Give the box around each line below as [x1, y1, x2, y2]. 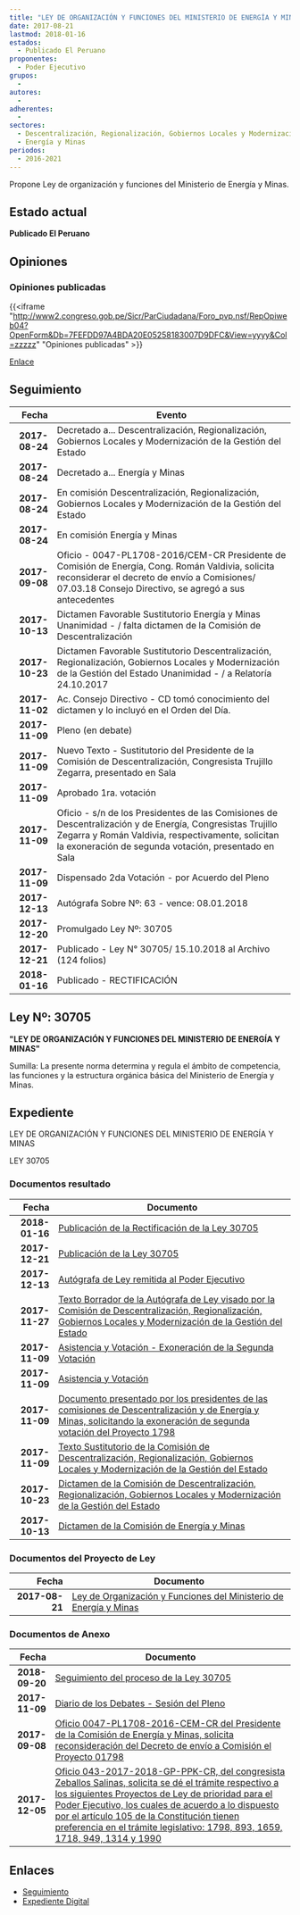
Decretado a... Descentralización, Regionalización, [56, 423, 268, 436]
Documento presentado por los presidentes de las [57, 1392, 268, 1404]
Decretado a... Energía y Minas [56, 466, 186, 479]
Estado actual [9, 204, 87, 220]
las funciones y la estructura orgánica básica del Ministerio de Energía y [9, 1070, 275, 1080]
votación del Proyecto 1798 [57, 1426, 176, 1438]
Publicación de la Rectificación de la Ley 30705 [57, 1221, 259, 1234]
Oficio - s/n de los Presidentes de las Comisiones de [56, 806, 279, 819]
